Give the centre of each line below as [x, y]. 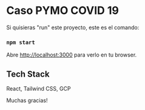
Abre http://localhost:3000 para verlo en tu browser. [72, 55]
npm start [21, 42]
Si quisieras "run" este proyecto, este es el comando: [73, 27]
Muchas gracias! [27, 100]
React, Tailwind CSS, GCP [39, 89]
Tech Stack [28, 74]
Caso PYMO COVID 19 [63, 11]
